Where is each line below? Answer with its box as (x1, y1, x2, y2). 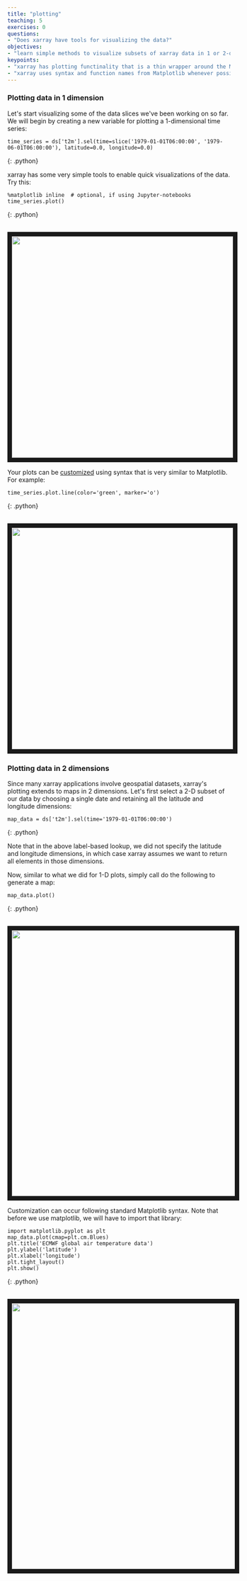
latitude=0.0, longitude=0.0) (64, 144, 154, 151)
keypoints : (7, 57, 40, 64)
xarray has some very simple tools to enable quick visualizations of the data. (7, 170, 231, 179)
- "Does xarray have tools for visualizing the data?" (7, 37, 173, 44)
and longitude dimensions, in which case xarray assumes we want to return (7, 850, 228, 858)
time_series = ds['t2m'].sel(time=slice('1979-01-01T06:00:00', (7, 137, 201, 145)
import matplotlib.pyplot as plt (7, 1227, 106, 1235)
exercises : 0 (7, 23, 46, 30)
